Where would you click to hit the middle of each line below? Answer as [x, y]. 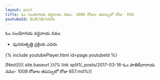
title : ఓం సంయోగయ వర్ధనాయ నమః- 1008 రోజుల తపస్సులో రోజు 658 [70, 14]
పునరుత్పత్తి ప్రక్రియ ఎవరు [35, 44]
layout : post [19, 10]
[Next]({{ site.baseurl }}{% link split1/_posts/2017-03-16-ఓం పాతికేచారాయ [80, 65]
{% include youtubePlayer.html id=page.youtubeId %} [61, 55]
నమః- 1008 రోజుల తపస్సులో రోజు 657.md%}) [49, 71]
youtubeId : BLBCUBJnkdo [30, 19]
